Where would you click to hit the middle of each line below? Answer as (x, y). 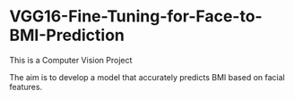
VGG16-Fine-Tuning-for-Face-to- (136, 16)
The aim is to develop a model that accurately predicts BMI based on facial (147, 77)
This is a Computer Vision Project (71, 60)
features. (26, 87)
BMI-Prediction (67, 35)
